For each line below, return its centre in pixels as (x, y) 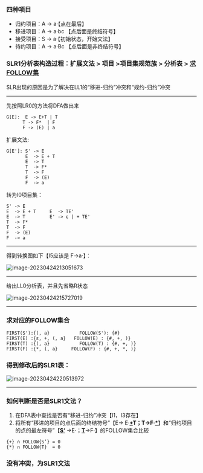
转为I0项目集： (25, 195)
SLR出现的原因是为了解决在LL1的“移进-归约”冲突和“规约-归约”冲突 (89, 87)
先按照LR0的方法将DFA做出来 (43, 105)
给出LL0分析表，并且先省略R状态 (47, 286)
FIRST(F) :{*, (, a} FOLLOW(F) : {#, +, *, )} (71, 349)
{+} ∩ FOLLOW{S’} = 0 (34, 442)
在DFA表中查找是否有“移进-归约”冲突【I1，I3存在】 (78, 416)
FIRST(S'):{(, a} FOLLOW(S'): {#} (63, 333)
